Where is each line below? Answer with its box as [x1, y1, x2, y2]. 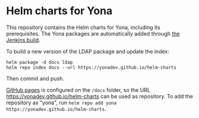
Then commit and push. [6, 75, 64, 82]
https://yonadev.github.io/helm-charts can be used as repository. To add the [6, 93, 194, 100]
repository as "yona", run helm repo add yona [6, 99, 117, 106]
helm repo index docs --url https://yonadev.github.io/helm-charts [6, 64, 177, 71]
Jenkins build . [6, 36, 40, 43]
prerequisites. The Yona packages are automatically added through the [6, 30, 180, 37]
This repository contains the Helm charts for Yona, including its [6, 24, 160, 31]
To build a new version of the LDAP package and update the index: [6, 47, 169, 55]
